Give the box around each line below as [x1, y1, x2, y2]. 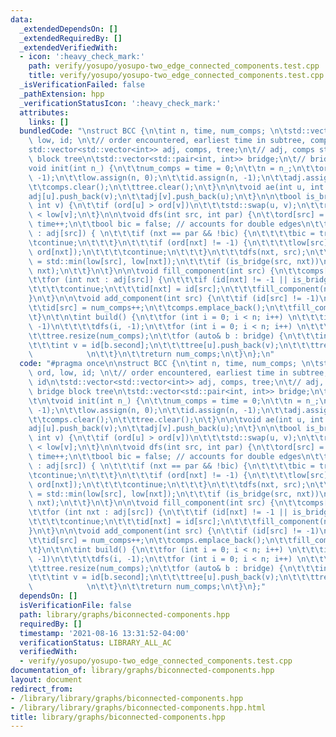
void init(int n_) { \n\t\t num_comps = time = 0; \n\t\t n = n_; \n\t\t [28, 163, 320, 173]
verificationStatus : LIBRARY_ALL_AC [19, 637, 172, 648]
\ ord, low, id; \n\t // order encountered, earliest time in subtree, [28, 368, 329, 378]
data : [10, 14, 33, 25]
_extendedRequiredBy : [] [19, 33, 123, 43]
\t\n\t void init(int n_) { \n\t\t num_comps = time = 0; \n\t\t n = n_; [28, 396, 320, 406]
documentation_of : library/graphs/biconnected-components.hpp [10, 666, 275, 676]
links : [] [28, 117, 70, 127]
